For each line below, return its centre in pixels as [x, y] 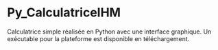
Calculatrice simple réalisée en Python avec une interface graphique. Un [109, 32]
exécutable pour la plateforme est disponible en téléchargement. [98, 38]
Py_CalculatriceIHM [64, 13]
